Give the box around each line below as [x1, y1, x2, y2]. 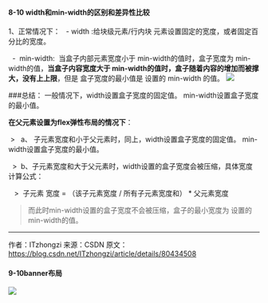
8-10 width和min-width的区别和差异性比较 [8, 7, 150, 17]
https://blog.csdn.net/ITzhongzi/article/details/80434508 [8, 249, 197, 259]
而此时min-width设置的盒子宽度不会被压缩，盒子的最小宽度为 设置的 [27, 205, 253, 215]
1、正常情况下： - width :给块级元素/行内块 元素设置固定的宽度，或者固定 [8, 26, 252, 36]
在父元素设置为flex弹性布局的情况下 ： [8, 118, 133, 127]
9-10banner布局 [8, 268, 62, 277]
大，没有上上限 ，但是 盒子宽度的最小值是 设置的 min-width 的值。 [8, 74, 225, 83]
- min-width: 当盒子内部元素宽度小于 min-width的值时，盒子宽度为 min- [11, 54, 251, 63]
